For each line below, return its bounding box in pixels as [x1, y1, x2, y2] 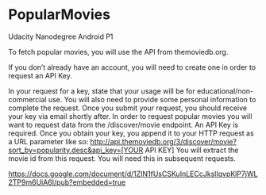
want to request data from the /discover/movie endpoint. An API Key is [8, 120, 239, 129]
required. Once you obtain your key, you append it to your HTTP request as [8, 128, 254, 138]
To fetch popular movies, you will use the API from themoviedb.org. [8, 47, 229, 56]
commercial [8, 94, 47, 104]
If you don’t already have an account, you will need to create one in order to [8, 62, 256, 72]
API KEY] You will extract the [145, 145, 239, 155]
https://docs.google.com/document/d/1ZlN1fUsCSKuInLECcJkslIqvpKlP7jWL [8, 169, 258, 178]
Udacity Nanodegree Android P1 [8, 32, 114, 41]
